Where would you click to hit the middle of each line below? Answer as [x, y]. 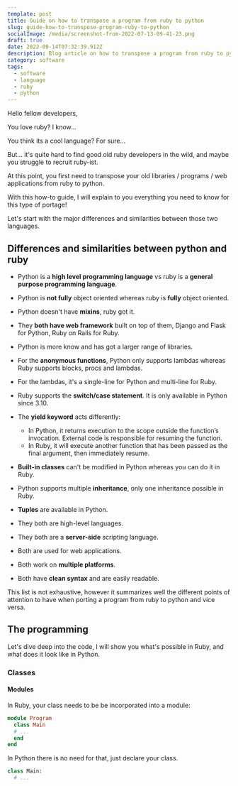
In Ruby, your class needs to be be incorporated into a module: [99, 705]
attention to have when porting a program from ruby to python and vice [111, 599]
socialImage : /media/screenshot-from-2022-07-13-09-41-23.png [101, 34]
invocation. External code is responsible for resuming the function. [125, 438]
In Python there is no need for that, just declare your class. [93, 758]
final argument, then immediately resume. [89, 453]
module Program [30, 718]
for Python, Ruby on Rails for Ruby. [68, 333]
